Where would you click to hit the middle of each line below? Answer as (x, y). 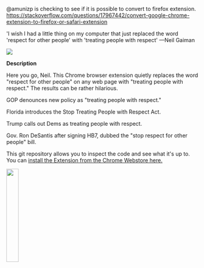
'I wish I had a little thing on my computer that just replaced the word (92, 34)
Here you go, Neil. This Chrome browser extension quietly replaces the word (102, 75)
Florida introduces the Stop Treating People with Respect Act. (84, 112)
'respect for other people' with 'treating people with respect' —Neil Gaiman (100, 40)
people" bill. (21, 142)
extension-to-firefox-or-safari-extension (57, 22)
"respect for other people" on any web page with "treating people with (95, 81)
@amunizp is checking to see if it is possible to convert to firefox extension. (101, 9)
